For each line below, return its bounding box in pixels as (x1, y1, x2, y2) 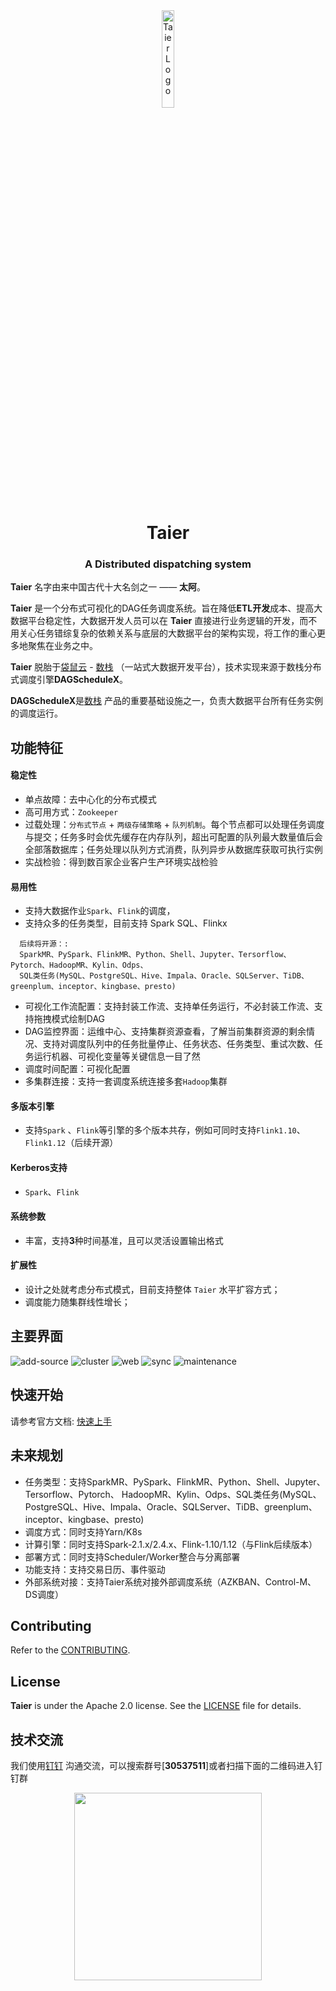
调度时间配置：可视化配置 (24, 1063, 131, 1075)
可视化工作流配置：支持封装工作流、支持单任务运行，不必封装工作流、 (24, 1000, 315, 1013)
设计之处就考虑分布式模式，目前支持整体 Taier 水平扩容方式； (24, 1284, 281, 1296)
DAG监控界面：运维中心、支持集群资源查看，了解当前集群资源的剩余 (24, 1025, 307, 1038)
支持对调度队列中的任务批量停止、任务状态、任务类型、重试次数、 (42, 1038, 315, 1050)
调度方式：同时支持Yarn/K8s (24, 1525, 143, 1538)
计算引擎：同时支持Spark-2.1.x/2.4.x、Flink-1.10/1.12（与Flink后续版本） (24, 1538, 318, 1550)
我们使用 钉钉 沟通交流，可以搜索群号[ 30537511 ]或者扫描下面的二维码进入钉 (10, 1759, 323, 1771)
